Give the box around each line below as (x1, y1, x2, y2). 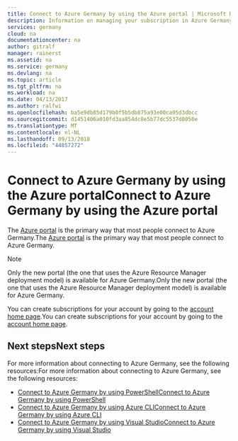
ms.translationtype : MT (7, 122, 78, 130)
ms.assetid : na (7, 57, 52, 64)
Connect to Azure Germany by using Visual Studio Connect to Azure (17, 418, 215, 426)
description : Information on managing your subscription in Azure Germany (7, 17, 233, 24)
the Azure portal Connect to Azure (7, 188, 211, 204)
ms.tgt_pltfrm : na (7, 83, 62, 90)
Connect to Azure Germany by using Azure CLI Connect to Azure (17, 403, 206, 411)
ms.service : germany (7, 63, 69, 70)
